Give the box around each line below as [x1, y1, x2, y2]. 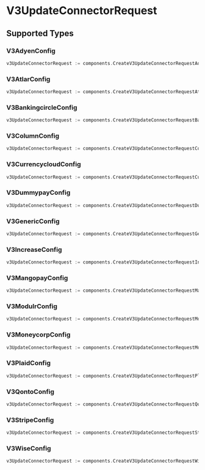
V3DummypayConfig [6, 188, 71, 197]
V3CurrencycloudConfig [6, 160, 81, 169]
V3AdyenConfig [6, 47, 56, 55]
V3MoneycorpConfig [6, 330, 71, 339]
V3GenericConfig [6, 217, 60, 226]
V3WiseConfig [6, 444, 51, 452]
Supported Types [6, 28, 74, 39]
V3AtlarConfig [6, 75, 51, 83]
